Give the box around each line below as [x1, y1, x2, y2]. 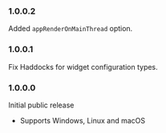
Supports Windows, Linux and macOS [19, 115, 146, 125]
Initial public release [8, 100, 75, 110]
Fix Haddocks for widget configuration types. [8, 62, 158, 71]
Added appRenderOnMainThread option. [8, 24, 133, 34]
